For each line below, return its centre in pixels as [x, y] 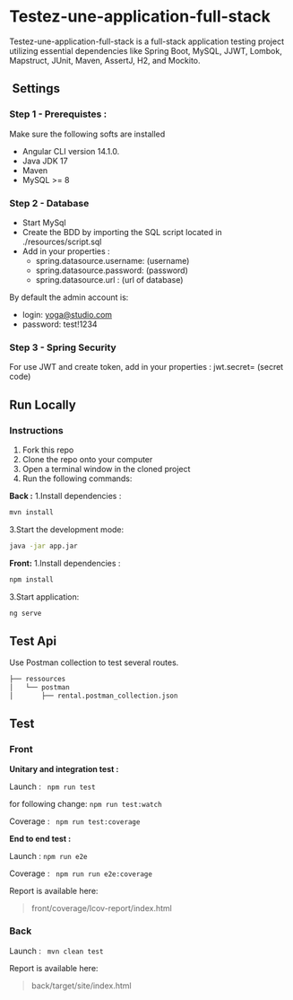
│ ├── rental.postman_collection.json [94, 696]
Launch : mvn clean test [56, 951]
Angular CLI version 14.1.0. [71, 151]
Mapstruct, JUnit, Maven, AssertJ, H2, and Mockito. [105, 60]
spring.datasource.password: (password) [112, 270]
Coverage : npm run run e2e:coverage [81, 873]
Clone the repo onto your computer [87, 459]
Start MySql [44, 223]
